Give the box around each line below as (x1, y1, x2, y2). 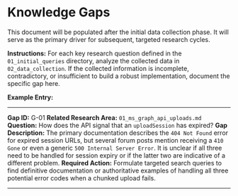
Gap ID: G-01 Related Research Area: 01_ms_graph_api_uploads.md (7, 113, 202, 121)
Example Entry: (7, 93, 54, 102)
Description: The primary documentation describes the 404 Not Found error (7, 129, 229, 137)
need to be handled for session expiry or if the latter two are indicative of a (7, 151, 225, 160)
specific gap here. (7, 79, 60, 87)
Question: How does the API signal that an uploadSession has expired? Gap (7, 121, 228, 129)
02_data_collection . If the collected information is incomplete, (7, 64, 189, 72)
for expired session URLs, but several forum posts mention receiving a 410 (7, 136, 224, 144)
